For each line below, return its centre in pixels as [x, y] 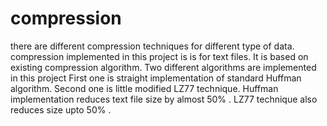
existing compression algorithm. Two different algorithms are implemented [163, 67]
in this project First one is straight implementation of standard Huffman [156, 78]
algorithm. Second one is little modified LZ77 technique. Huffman [144, 88]
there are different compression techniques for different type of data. [152, 46]
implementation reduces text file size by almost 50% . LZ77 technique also [164, 99]
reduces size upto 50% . [61, 109]
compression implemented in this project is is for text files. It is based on [159, 56]
